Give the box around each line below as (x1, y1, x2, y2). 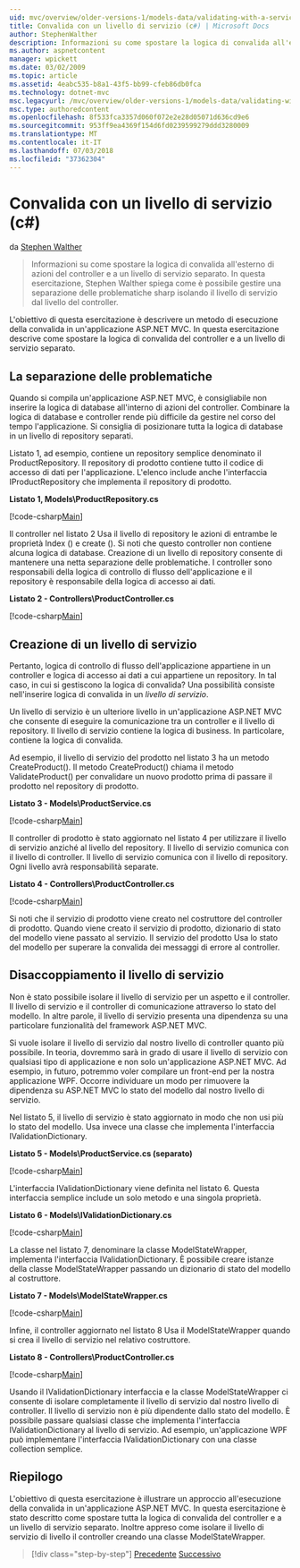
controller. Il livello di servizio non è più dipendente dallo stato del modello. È (9, 1405, 291, 1416)
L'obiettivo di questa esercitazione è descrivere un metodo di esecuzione (9, 314, 279, 325)
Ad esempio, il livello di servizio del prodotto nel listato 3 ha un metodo (9, 753, 270, 763)
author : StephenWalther (9, 30, 98, 38)
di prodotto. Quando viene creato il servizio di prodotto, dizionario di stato (9, 923, 281, 933)
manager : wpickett (9, 55, 78, 64)
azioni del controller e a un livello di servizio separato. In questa (30, 268, 266, 279)
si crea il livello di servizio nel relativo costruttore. (9, 1334, 191, 1345)
